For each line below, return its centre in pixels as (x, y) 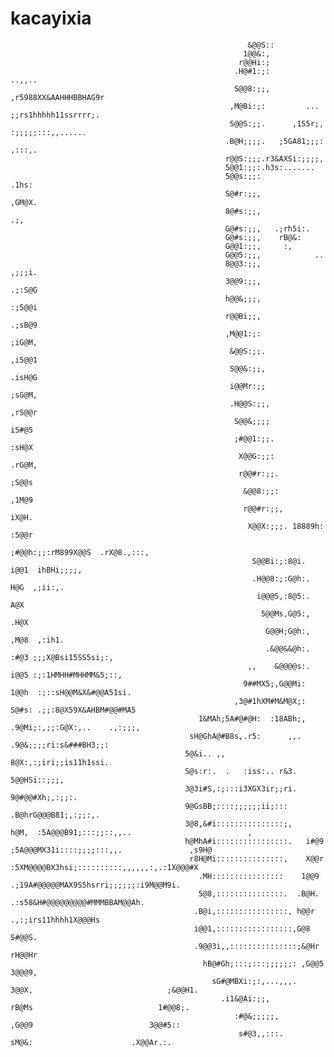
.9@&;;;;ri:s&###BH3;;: (60, 745)
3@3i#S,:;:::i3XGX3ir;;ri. (241, 788)
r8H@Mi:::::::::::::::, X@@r (257, 858)
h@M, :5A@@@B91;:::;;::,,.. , (131, 832)
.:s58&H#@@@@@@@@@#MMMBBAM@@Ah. (77, 902)
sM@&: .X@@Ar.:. (91, 1042)
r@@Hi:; (254, 62)
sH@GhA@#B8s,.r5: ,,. (245, 736)
